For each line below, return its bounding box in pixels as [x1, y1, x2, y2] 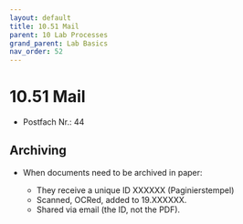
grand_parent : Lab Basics [9, 38, 108, 48]
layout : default [9, 13, 71, 23]
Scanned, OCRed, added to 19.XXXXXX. [36, 194, 187, 205]
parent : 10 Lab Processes [9, 30, 108, 39]
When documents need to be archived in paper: [22, 167, 203, 178]
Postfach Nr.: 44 [22, 117, 85, 127]
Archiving [9, 143, 67, 158]
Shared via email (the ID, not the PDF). [36, 204, 181, 215]
